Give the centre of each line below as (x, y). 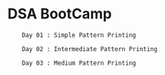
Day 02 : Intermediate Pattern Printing (90, 49)
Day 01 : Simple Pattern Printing (79, 35)
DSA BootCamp (60, 14)
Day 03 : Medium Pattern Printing (79, 63)
